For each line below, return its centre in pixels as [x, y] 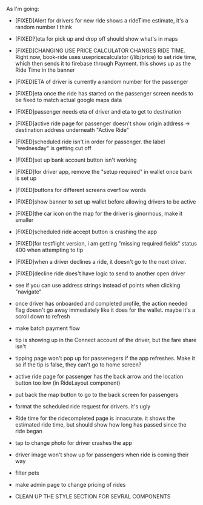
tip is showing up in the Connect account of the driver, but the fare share [106, 340]
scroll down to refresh [42, 316]
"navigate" [28, 292]
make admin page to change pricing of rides [70, 485]
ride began [28, 431]
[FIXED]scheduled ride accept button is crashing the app [86, 232]
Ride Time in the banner [45, 70]
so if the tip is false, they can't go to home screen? [78, 365]
